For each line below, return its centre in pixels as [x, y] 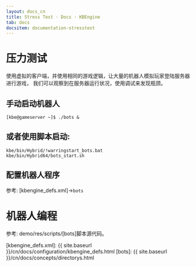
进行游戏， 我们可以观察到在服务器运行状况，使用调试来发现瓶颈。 [86, 83]
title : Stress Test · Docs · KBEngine [53, 17]
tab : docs [18, 22]
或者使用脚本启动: [38, 137]
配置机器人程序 [33, 175]
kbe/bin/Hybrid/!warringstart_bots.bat [55, 150]
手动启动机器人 [33, 103]
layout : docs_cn [26, 11]
